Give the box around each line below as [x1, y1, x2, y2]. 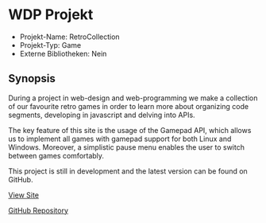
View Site [8, 190, 40, 200]
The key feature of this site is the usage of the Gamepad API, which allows [8, 125, 252, 135]
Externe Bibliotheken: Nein [19, 49, 107, 58]
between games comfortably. [8, 151, 105, 160]
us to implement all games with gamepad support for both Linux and [8, 134, 232, 143]
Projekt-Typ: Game [19, 40, 82, 49]
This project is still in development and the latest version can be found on [8, 166, 248, 176]
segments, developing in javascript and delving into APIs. [8, 110, 196, 119]
